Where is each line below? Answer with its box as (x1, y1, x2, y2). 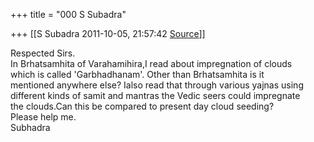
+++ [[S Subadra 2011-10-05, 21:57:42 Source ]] (10, 28, 206, 39)
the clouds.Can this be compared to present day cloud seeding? (10, 100, 275, 112)
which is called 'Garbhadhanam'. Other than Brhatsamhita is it (10, 69, 265, 80)
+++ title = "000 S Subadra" (10, 9, 127, 20)
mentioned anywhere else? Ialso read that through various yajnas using (10, 79, 304, 91)
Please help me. (10, 111, 77, 123)
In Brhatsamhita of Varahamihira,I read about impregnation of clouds (10, 58, 293, 69)
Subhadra (10, 122, 51, 133)
